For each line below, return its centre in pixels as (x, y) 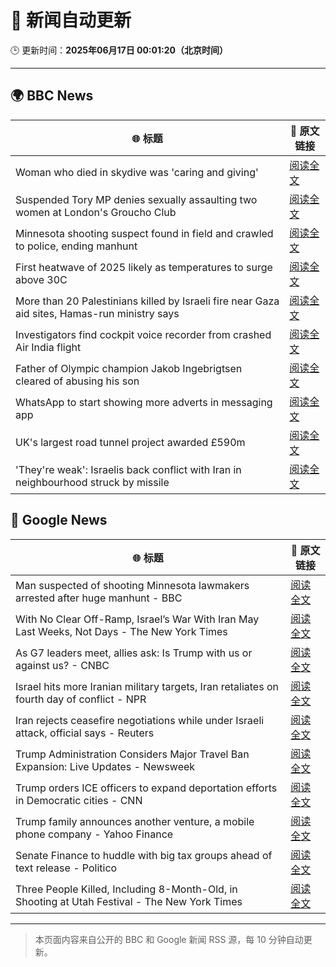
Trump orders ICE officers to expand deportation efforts (146, 788)
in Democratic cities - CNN (79, 800)
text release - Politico (66, 868)
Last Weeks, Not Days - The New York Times (121, 631)
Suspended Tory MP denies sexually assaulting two (136, 199)
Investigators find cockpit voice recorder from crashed (143, 334)
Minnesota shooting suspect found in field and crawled (144, 233)
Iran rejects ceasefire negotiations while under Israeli (140, 720)
